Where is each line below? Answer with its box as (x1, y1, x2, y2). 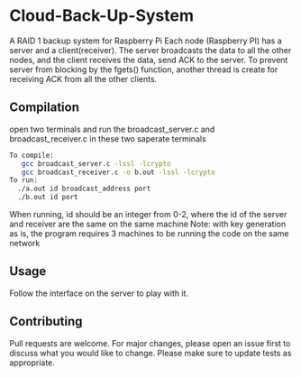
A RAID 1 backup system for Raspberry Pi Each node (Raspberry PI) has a (9, 35, 282, 46)
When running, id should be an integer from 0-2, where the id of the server (9, 209, 287, 219)
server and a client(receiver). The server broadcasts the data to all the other (9, 44, 292, 55)
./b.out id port (17, 193, 78, 202)
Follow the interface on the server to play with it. (9, 288, 189, 299)
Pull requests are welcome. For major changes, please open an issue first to (9, 337, 291, 348)
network (9, 238, 41, 248)
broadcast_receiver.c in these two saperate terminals (9, 133, 207, 144)
